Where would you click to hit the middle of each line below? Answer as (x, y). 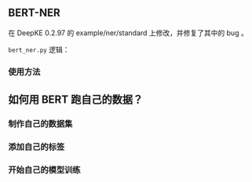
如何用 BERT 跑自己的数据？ (76, 100)
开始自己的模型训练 (44, 169)
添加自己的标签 (37, 147)
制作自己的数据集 (40, 124)
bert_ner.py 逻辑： (39, 49)
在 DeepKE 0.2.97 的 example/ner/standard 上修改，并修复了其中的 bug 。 (128, 33)
